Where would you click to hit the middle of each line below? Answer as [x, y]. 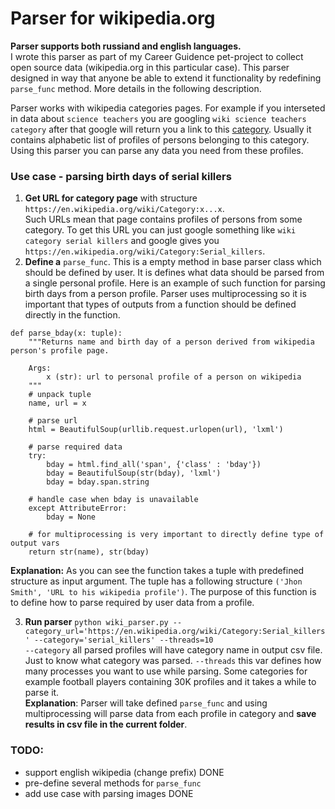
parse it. [42, 693]
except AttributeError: [78, 508]
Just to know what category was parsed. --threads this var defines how [173, 661]
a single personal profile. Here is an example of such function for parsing [175, 283]
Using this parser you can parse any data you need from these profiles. [157, 150]
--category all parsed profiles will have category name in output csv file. [173, 650]
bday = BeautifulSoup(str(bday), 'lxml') [134, 473]
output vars [35, 543]
